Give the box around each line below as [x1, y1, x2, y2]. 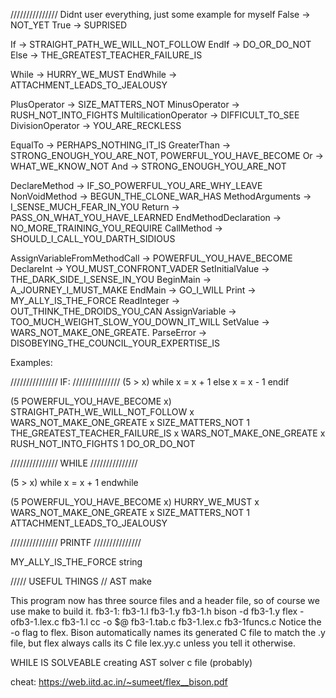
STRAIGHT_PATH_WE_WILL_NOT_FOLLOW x [10, 406, 195, 418]
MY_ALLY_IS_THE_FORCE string [10, 556, 143, 568]
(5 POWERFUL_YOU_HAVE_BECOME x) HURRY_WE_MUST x [10, 496, 260, 508]
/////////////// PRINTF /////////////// [10, 537, 142, 548]
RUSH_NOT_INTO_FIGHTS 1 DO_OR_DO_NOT [10, 438, 196, 449]
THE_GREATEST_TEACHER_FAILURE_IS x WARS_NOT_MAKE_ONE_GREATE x [10, 427, 326, 439]
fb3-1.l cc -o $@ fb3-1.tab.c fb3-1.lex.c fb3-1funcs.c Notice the [61, 616, 322, 628]
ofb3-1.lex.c [10, 616, 60, 628]
